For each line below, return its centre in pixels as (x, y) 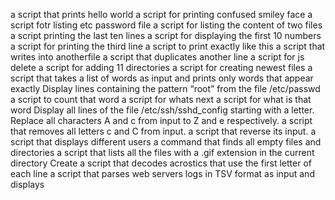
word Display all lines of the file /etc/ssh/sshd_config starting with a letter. (162, 110)
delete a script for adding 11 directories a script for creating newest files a (161, 67)
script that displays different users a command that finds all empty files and (166, 142)
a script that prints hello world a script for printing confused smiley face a (161, 14)
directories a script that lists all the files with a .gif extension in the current (162, 152)
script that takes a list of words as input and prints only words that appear (162, 78)
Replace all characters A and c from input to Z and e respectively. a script (161, 120)
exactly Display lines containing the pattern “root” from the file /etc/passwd (165, 88)
